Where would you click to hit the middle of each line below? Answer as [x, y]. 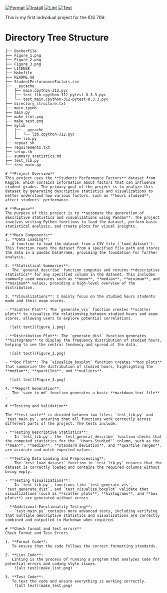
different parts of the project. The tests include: [61, 423]
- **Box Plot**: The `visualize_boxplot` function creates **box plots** [84, 362]
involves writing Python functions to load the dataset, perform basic [81, 222]
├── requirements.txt [28, 147]
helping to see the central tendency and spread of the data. [71, 345]
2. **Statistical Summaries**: [38, 265]
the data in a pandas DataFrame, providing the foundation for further [81, 252]
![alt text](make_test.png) [43, 585]
